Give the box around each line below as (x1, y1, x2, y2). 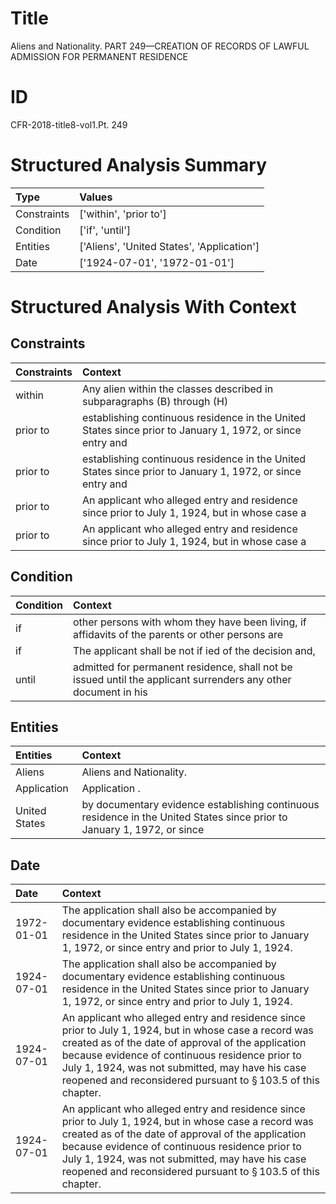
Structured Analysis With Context (10, 296, 297, 318)
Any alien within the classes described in (82, 382, 274, 396)
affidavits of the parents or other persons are (73, 627, 284, 641)
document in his (73, 685, 148, 699)
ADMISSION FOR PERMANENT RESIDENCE (10, 50, 189, 62)
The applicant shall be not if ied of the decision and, (73, 643, 316, 657)
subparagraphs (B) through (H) (82, 394, 229, 408)
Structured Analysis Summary (10, 154, 267, 177)
